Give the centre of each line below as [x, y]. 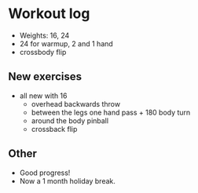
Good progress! [45, 173]
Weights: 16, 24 [44, 35]
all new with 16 [43, 96]
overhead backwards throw [75, 104]
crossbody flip [43, 52]
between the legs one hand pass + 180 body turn [111, 112]
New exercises [45, 76]
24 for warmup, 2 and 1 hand [66, 43]
